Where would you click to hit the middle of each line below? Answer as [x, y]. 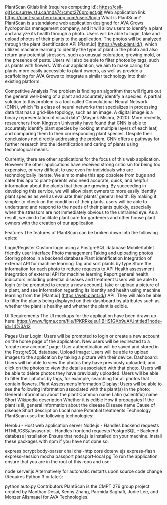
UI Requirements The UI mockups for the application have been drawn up [81, 316]
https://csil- [111, 7]
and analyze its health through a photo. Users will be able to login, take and [82, 34]
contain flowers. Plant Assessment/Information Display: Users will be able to [83, 384]
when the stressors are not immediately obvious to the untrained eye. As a [82, 212]
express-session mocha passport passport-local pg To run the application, [82, 456]
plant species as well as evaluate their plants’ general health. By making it [81, 196]
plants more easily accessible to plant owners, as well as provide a [74, 71]
